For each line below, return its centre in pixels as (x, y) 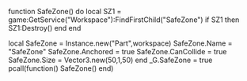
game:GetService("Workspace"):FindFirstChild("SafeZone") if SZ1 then (124, 20)
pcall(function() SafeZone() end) (61, 68)
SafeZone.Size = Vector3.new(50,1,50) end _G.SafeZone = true (110, 60)
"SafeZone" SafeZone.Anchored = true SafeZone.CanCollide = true (118, 52)
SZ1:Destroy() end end (45, 28)
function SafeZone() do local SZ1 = (65, 11)
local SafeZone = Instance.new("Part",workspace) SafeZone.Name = (120, 43)
